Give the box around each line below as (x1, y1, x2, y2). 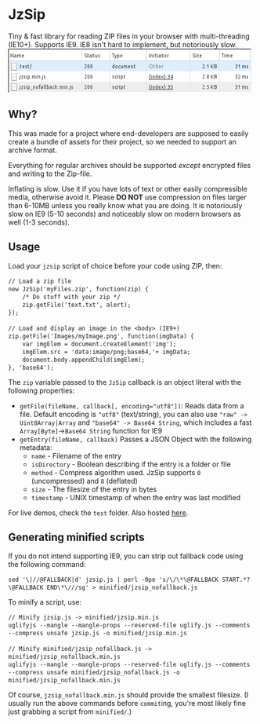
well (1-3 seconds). (8, 218, 70, 227)
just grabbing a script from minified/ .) (8, 707, 132, 716)
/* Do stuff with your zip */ (22, 293, 121, 301)
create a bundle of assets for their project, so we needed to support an (8, 137, 237, 146)
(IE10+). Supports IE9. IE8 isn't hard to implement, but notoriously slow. (8, 39, 237, 49)
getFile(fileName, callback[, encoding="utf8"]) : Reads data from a (19, 400, 244, 410)
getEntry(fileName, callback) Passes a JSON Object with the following (19, 434, 252, 444)
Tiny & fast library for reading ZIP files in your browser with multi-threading (8, 31, 251, 41)
